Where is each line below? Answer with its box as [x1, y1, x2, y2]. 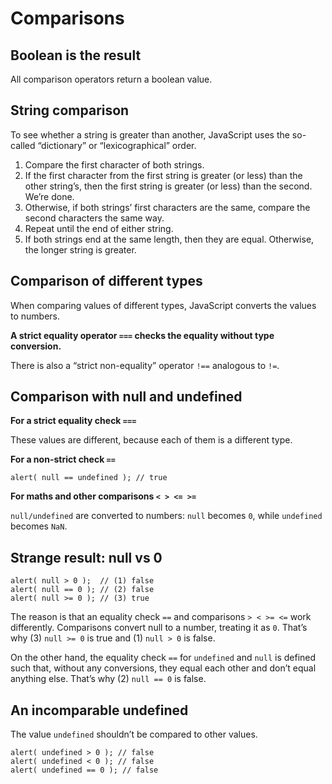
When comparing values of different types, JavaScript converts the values [10, 299, 317, 311]
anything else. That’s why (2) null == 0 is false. [10, 673, 207, 685]
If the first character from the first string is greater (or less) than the [24, 169, 303, 181]
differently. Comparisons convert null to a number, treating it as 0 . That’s [10, 622, 308, 634]
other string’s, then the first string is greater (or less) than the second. [24, 180, 313, 192]
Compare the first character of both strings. [24, 158, 205, 171]
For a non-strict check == [10, 453, 116, 466]
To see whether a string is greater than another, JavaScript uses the [10, 128, 290, 141]
